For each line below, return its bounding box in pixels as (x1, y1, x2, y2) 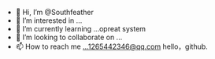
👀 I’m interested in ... (15, 16, 83, 25)
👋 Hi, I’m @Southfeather (15, 8, 95, 17)
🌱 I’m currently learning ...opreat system (15, 24, 146, 33)
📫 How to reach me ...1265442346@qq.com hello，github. (15, 42, 209, 51)
